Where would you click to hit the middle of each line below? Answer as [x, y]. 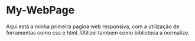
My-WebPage [40, 10]
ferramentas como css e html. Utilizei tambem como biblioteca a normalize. [98, 32]
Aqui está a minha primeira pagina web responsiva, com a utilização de [93, 26]
